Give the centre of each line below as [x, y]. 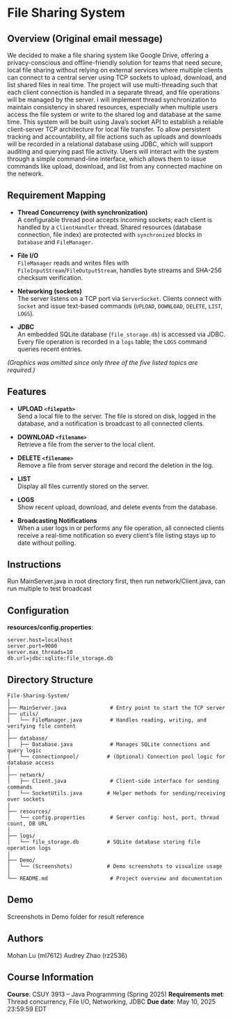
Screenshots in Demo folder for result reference [76, 917]
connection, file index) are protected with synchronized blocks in [110, 234]
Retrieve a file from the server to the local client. [86, 444]
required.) [22, 370]
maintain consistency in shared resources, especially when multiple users [113, 107]
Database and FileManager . [55, 242]
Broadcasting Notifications [57, 520]
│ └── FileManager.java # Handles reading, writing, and [107, 720]
